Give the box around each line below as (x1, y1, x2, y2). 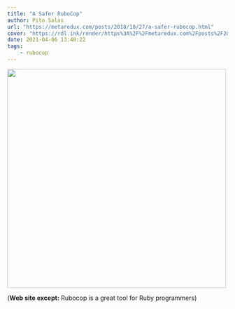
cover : (7, 29, 27, 37)
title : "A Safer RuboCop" (7, 10, 83, 18)
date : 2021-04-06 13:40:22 (7, 36, 86, 43)
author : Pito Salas (7, 17, 64, 24)
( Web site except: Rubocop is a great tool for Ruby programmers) (7, 294, 197, 302)
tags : (7, 43, 23, 50)
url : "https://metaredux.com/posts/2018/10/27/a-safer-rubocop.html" (7, 23, 215, 30)
